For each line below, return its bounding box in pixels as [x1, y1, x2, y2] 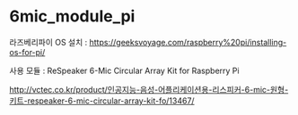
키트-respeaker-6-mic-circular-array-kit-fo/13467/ [9, 95, 195, 106]
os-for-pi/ [9, 46, 46, 57]
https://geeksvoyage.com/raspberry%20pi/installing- [89, 37, 287, 47]
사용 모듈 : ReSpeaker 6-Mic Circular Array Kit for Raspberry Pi [9, 65, 240, 76]
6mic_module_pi [9, 6, 136, 27]
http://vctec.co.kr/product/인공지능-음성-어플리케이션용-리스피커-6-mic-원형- [9, 84, 289, 94]
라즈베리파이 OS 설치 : [9, 37, 88, 47]
